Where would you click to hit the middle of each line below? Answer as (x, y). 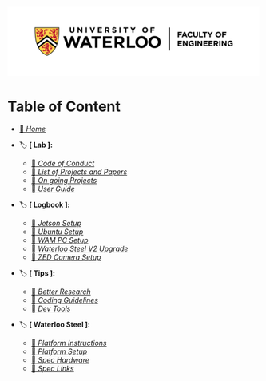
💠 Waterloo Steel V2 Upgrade (79, 249)
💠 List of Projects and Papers (79, 172)
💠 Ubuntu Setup (57, 232)
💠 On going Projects (64, 181)
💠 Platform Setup (59, 351)
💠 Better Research (61, 292)
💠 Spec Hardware (60, 360)
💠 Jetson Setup (56, 224)
